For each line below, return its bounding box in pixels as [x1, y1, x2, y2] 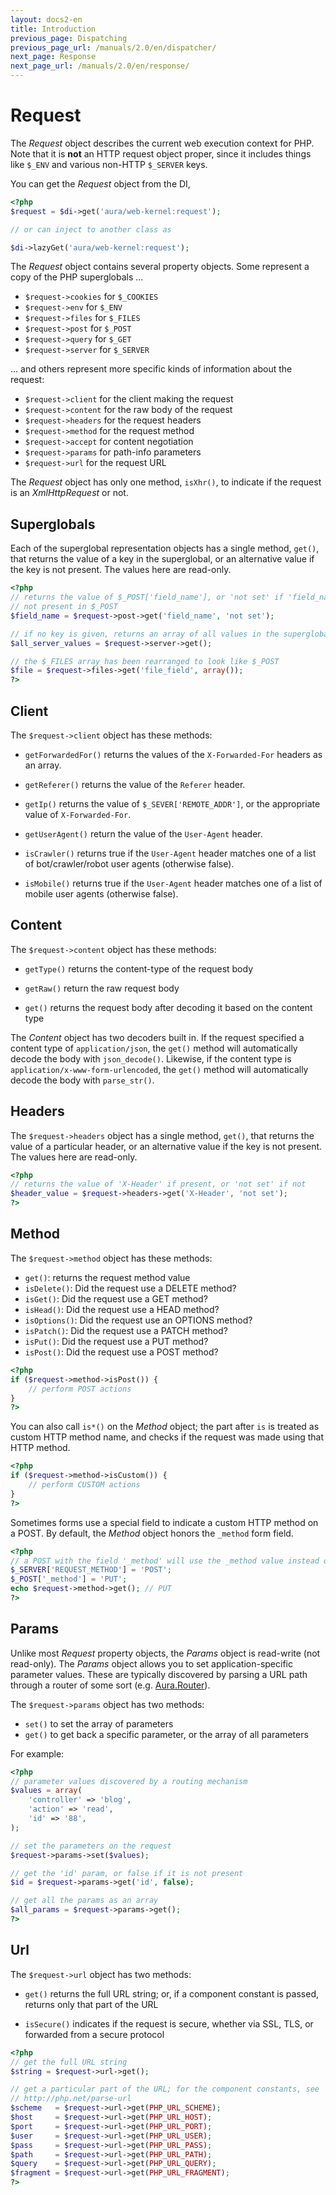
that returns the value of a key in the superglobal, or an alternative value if [10, 553, 315, 565]
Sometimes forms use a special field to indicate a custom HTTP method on [10, 1516, 319, 1528]
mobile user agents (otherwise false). [24, 887, 179, 900]
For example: [10, 1747, 65, 1760]
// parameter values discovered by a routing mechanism [10, 1776, 248, 1786]
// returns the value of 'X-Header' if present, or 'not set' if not [10, 1179, 307, 1190]
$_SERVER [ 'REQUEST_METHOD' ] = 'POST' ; [10, 1565, 172, 1575]
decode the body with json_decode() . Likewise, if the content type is [10, 1052, 292, 1065]
